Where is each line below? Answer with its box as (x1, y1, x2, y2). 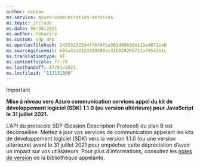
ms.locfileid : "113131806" (6, 70, 73, 76)
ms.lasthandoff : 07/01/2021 (6, 64, 76, 71)
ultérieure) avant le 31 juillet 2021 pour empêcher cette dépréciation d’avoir (6, 141, 190, 148)
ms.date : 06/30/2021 (6, 25, 58, 32)
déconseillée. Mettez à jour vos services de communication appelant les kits (6, 129, 194, 136)
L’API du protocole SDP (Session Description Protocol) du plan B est (6, 122, 173, 129)
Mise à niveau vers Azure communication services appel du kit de (6, 98, 173, 105)
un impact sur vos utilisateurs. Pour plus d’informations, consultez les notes (6, 148, 192, 155)
